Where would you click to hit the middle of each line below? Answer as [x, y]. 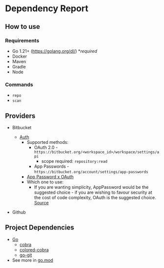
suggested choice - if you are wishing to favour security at [93, 192]
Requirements [22, 41]
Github [19, 212]
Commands [19, 85]
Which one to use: [45, 182]
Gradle [19, 67]
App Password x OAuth [50, 177]
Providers [20, 116]
